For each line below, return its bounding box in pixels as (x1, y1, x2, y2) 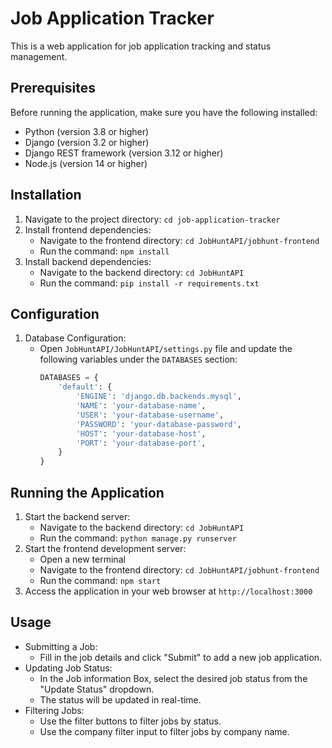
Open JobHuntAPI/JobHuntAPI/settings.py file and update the (39, 343, 293, 355)
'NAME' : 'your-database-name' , (75, 401, 207, 411)
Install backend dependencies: (24, 255, 152, 267)
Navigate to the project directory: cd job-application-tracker (24, 213, 281, 225)
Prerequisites (10, 80, 96, 97)
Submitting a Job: (24, 640, 98, 652)
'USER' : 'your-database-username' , (75, 410, 225, 420)
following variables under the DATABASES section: (39, 353, 238, 366)
